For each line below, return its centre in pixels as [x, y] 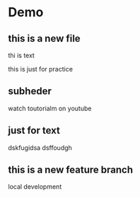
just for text [34, 130]
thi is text [21, 55]
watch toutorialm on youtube [50, 108]
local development [35, 187]
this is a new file [44, 39]
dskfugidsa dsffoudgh [40, 147]
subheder [30, 92]
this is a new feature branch [71, 170]
